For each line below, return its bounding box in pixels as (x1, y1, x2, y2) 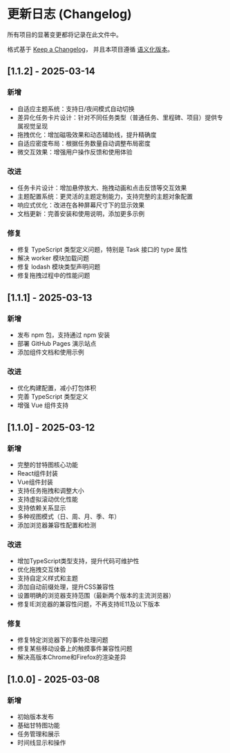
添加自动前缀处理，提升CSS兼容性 (17, 583, 115, 591)
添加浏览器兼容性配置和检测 (17, 520, 97, 529)
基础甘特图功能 (17, 721, 60, 730)
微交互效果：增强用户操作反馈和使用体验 (17, 148, 133, 156)
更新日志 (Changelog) (7, 6, 133, 22)
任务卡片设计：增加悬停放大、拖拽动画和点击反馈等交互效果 (17, 184, 187, 192)
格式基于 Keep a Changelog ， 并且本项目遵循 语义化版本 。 (7, 45, 174, 53)
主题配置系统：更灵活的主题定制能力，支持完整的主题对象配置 (17, 192, 193, 200)
